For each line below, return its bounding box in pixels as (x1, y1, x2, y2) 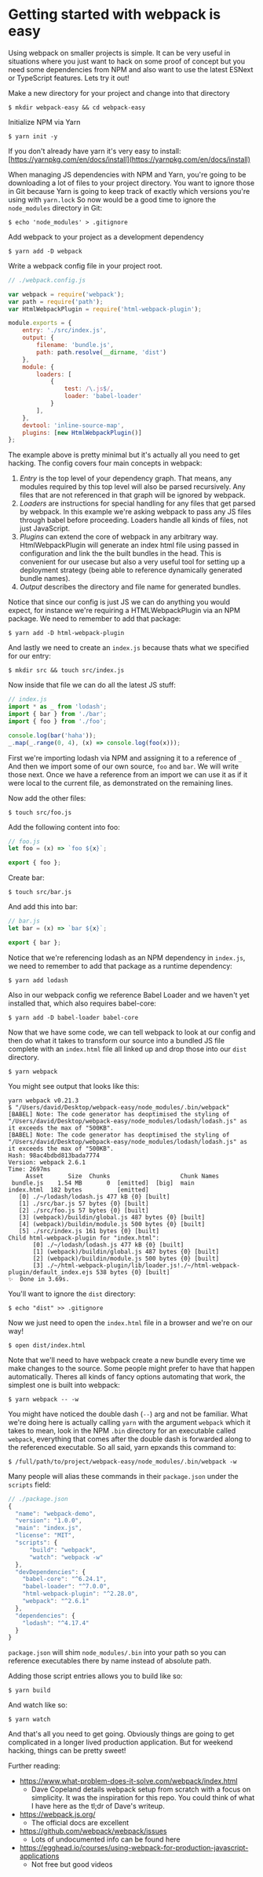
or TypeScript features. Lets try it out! (8, 73, 130, 82)
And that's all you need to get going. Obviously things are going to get (8, 1729, 235, 1739)
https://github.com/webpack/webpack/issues (19, 1827, 167, 1836)
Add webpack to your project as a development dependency (8, 232, 204, 241)
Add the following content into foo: (8, 822, 120, 831)
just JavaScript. (19, 524, 71, 533)
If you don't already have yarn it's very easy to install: (8, 146, 181, 155)
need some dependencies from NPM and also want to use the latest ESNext (8, 64, 254, 74)
